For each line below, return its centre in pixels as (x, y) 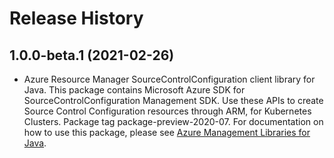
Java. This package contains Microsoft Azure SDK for (134, 90)
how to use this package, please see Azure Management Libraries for (167, 132)
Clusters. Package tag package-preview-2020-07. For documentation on (173, 121)
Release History (76, 18)
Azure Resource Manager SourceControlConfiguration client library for (169, 79)
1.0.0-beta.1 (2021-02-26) (92, 55)
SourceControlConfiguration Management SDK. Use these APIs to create (173, 100)
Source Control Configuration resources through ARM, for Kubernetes (167, 111)
